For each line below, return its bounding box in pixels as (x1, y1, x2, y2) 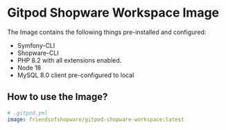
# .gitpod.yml (7, 109, 49, 116)
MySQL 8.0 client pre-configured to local (17, 71, 134, 79)
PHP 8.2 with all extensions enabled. (17, 56, 122, 64)
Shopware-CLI (17, 49, 59, 57)
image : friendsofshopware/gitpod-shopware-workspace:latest (7, 116, 185, 123)
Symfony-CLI (17, 41, 55, 49)
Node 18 (17, 63, 42, 72)
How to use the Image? (7, 91, 108, 103)
